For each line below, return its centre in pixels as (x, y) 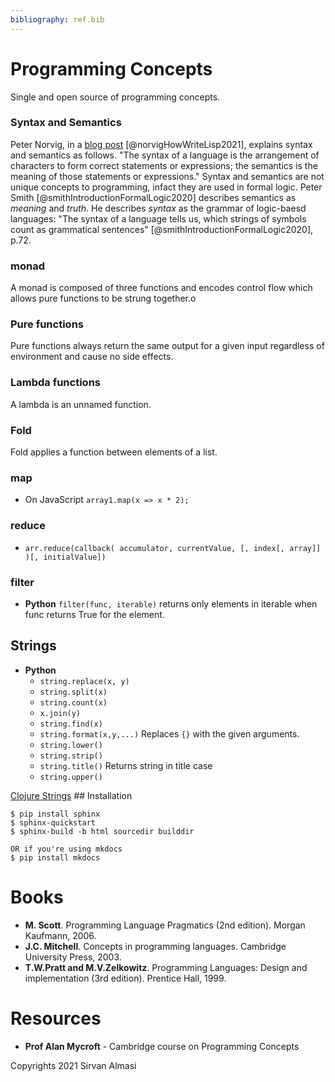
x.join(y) (60, 713)
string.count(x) (73, 702)
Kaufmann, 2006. (60, 935)
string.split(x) (73, 692)
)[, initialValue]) (65, 557)
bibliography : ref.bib (57, 19)
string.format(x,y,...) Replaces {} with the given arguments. (169, 733)
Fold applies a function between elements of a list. (114, 452)
